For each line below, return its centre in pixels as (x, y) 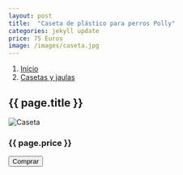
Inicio (29, 69)
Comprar (26, 162)
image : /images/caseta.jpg (54, 46)
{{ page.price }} (40, 143)
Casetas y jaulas (47, 77)
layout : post (30, 16)
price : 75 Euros (36, 38)
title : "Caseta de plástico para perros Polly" (92, 23)
